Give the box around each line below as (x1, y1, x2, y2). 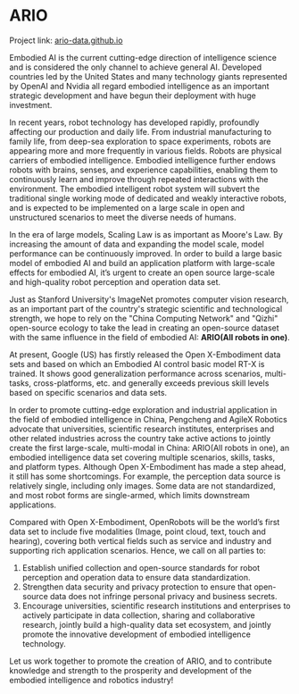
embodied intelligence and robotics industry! (9, 674, 174, 685)
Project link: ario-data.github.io (9, 35, 123, 46)
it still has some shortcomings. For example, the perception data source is (9, 471, 281, 481)
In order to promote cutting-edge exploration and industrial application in (9, 404, 278, 415)
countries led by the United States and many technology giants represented (9, 71, 287, 81)
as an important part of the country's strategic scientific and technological (9, 303, 283, 314)
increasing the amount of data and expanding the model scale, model (9, 238, 265, 249)
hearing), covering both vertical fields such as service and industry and (9, 535, 272, 546)
